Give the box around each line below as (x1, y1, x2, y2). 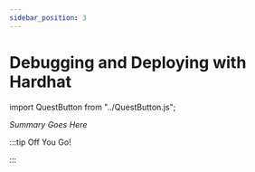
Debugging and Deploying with (9, 52, 247, 72)
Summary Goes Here (9, 119, 88, 129)
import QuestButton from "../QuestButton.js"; (9, 101, 176, 112)
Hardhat (9, 72, 72, 91)
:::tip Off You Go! (9, 137, 71, 148)
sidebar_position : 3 (9, 13, 88, 23)
